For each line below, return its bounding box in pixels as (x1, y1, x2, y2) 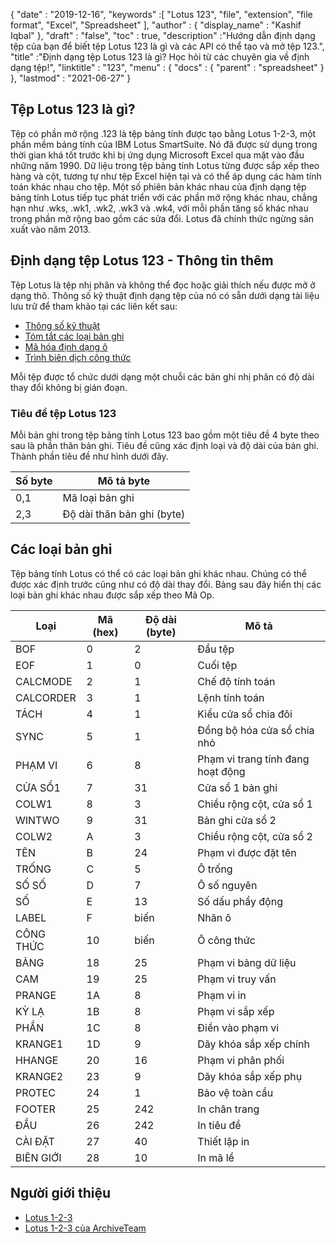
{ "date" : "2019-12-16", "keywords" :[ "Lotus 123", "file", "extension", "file (10, 9, 313, 20)
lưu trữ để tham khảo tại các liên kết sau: (10, 300, 178, 312)
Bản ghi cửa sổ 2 (197, 813, 277, 827)
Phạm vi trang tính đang (197, 752, 310, 766)
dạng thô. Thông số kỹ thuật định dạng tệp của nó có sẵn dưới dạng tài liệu (10, 289, 320, 301)
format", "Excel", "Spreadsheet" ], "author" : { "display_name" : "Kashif (10, 19, 302, 31)
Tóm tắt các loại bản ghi (24, 330, 125, 342)
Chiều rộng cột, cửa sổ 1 (197, 797, 313, 811)
